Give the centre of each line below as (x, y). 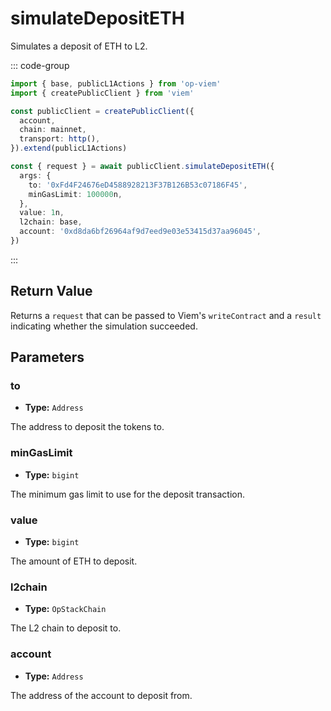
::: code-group (40, 65)
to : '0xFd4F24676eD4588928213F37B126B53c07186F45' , (138, 185)
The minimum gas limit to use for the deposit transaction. (127, 494)
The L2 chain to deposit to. (66, 628)
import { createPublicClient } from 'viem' (102, 93)
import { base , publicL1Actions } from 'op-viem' (116, 83)
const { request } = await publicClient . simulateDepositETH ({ (142, 167)
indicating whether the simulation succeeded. (104, 326)
